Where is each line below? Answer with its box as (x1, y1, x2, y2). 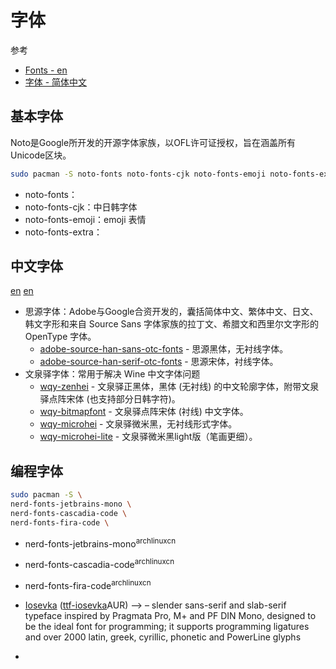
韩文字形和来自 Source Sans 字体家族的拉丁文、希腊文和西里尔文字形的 (24, 318, 319, 330)
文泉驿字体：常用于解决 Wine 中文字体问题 (24, 368, 201, 380)
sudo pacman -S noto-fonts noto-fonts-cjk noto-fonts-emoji (10, 169, 267, 179)
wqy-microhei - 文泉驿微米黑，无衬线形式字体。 (39, 418, 238, 430)
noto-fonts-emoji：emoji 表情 (24, 213, 147, 225)
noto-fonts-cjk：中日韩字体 (24, 201, 138, 213)
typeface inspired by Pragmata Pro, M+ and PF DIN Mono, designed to (24, 609, 317, 621)
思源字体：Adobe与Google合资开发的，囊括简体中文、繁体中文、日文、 (24, 306, 319, 318)
